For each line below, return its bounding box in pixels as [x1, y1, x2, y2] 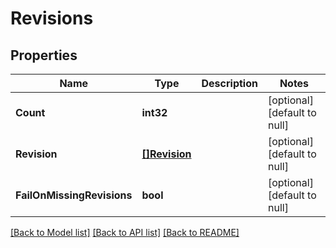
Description [201, 77, 258, 90]
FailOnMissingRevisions [15, 188, 133, 202]
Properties [10, 47, 78, 64]
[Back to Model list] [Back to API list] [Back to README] [10, 227, 240, 238]
